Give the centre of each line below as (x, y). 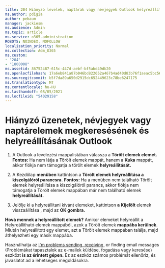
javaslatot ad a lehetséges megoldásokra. (47, 261)
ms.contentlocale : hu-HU (30, 87)
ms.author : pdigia (24, 14)
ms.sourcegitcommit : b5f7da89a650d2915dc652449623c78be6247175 (71, 78)
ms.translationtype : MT (29, 82)
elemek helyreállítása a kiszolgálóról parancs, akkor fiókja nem (75, 185)
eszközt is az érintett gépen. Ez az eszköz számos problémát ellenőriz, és (81, 255)
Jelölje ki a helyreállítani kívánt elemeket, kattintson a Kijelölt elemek (82, 205)
